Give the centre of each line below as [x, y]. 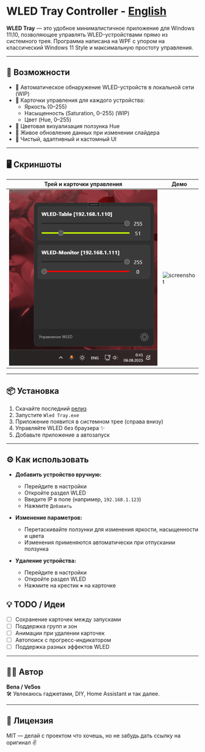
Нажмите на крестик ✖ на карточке [70, 585]
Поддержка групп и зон [46, 626]
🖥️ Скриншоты [34, 165]
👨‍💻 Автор [25, 672]
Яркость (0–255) [45, 106]
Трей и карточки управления [83, 184]
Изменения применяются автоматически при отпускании [100, 542]
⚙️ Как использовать [48, 460]
